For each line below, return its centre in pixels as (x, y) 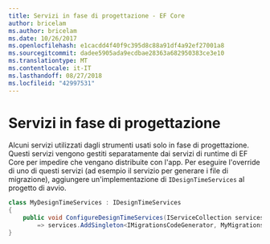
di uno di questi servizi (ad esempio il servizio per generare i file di (119, 171)
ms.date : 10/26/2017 (43, 38)
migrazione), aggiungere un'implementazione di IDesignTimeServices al (127, 180)
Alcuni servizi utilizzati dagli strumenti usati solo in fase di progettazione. (129, 145)
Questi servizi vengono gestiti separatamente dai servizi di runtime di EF (128, 154)
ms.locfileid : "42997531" (51, 83)
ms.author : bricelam (43, 31)
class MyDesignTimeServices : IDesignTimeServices (95, 203)
